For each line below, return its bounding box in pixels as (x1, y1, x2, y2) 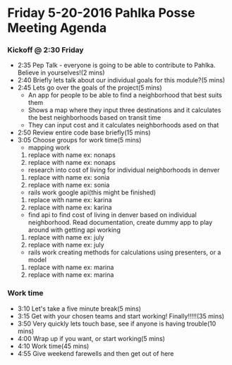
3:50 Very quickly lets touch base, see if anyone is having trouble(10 (17, 319, 216, 328)
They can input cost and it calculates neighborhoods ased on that (28, 121, 219, 130)
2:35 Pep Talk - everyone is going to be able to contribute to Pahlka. (17, 61, 216, 70)
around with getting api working (28, 225, 121, 234)
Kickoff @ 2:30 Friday (7, 45, 84, 55)
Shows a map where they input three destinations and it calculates (28, 106, 221, 114)
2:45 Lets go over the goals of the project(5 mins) (17, 83, 162, 92)
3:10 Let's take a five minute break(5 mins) (17, 304, 142, 313)
